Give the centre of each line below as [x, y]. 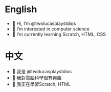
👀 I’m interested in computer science [51, 28]
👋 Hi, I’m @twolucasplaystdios [44, 23]
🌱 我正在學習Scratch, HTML [41, 84]
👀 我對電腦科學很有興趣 [37, 78]
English [21, 9]
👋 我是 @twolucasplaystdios [42, 71]
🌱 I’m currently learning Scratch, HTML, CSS [59, 34]
